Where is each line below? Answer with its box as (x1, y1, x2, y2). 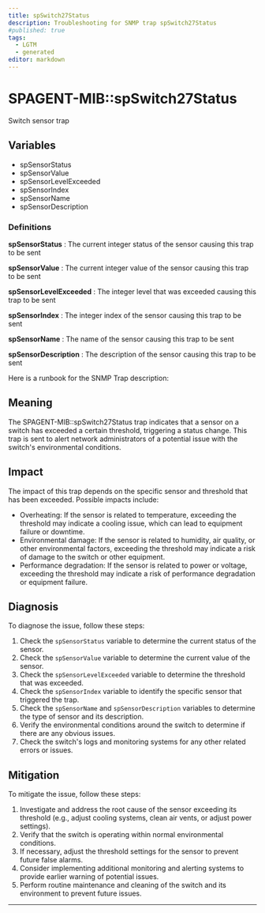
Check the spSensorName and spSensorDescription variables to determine (19, 704, 256, 713)
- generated (15, 48, 55, 56)
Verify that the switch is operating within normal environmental (19, 830, 224, 839)
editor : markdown (8, 56, 65, 64)
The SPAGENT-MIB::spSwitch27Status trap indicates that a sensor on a (8, 417, 239, 427)
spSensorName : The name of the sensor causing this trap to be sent (8, 334, 234, 344)
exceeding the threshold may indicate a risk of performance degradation (19, 568, 256, 578)
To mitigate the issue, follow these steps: (8, 790, 141, 799)
